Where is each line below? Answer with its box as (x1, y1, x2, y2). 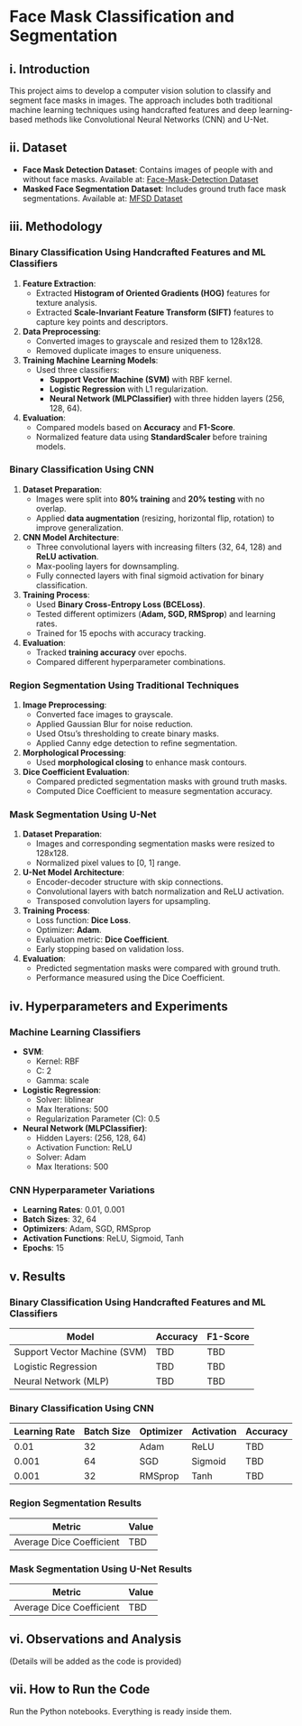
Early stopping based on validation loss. (35, 944, 185, 955)
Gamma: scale (35, 1075, 90, 1086)
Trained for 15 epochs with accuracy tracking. (35, 627, 206, 638)
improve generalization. (35, 521, 124, 533)
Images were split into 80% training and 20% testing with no (35, 494, 265, 504)
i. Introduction (9, 61, 90, 77)
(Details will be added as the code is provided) (9, 1656, 182, 1666)
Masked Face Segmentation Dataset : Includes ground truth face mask (22, 183, 287, 194)
